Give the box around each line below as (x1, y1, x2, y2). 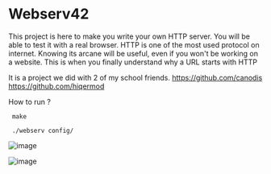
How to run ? (8, 97, 51, 106)
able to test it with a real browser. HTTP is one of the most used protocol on (8, 39, 260, 49)
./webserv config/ (11, 126, 74, 135)
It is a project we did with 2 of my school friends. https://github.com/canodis (8, 72, 263, 82)
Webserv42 (8, 5, 90, 23)
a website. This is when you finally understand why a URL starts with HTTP (8, 57, 258, 67)
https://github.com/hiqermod (8, 81, 105, 91)
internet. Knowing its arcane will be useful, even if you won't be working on (8, 48, 258, 58)
